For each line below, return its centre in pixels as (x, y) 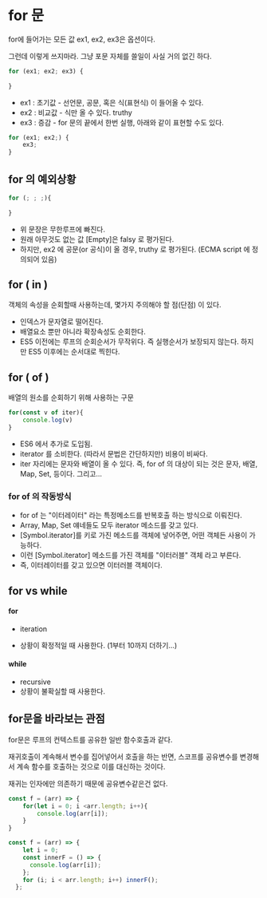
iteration (33, 629)
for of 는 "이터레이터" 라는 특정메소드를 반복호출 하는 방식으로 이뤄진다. (131, 516)
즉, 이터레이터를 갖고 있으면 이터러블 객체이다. (91, 565)
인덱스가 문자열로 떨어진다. (61, 322)
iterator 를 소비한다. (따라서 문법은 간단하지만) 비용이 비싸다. (114, 453)
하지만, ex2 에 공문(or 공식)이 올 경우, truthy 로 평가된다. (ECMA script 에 (135, 249)
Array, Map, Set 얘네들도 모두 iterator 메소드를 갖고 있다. (109, 525)
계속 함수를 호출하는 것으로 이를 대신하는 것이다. (91, 766)
